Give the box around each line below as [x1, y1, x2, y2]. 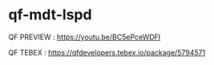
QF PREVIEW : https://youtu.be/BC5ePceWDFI [8, 32, 161, 42]
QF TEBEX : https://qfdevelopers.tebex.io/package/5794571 [8, 47, 206, 57]
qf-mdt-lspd [8, 6, 92, 24]
